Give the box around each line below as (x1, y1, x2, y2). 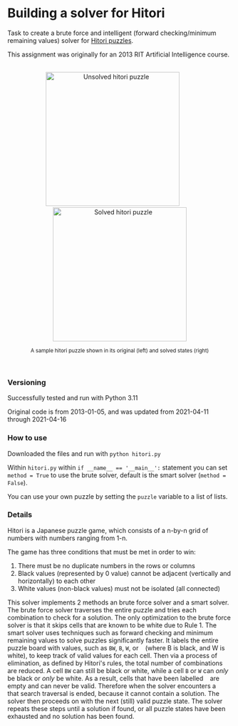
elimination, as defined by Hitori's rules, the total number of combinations (7, 659, 223, 667)
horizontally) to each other (17, 577, 96, 585)
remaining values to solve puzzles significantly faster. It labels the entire (7, 636, 219, 645)
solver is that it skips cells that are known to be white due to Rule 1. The (7, 620, 217, 630)
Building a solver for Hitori (7, 5, 165, 21)
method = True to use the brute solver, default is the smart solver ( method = (7, 470, 227, 479)
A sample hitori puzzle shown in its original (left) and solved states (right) (30, 347, 209, 354)
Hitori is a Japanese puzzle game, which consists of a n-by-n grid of (7, 526, 209, 534)
